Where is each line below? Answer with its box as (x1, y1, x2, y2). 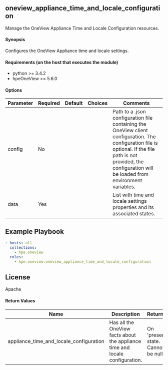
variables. (112, 183, 136, 190)
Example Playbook (5, 227, 64, 236)
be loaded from (112, 171, 149, 178)
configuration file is (112, 140, 158, 147)
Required (37, 100, 60, 107)
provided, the (112, 158, 144, 165)
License (5, 273, 30, 281)
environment (112, 177, 142, 184)
